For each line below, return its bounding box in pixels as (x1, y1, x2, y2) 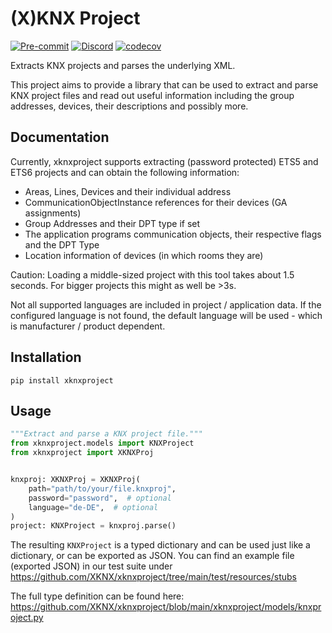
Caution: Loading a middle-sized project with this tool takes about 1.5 (10, 268, 295, 281)
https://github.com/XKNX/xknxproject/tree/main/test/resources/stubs (10, 571, 298, 583)
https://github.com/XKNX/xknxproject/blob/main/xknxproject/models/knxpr (10, 601, 322, 613)
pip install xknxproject (10, 375, 114, 386)
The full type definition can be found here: (10, 590, 185, 602)
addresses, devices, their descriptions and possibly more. (10, 100, 249, 112)
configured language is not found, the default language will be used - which (10, 309, 323, 321)
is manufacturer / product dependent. (10, 320, 166, 332)
